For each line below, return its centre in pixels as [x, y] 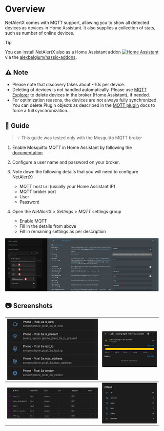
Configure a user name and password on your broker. [66, 162]
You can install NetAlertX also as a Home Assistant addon [63, 52]
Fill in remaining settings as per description [63, 231]
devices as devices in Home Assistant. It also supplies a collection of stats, [80, 27]
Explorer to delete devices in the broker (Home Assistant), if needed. [81, 95]
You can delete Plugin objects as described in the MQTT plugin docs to [83, 105]
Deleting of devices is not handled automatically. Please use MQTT [79, 90]
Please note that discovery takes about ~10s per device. [69, 84]
